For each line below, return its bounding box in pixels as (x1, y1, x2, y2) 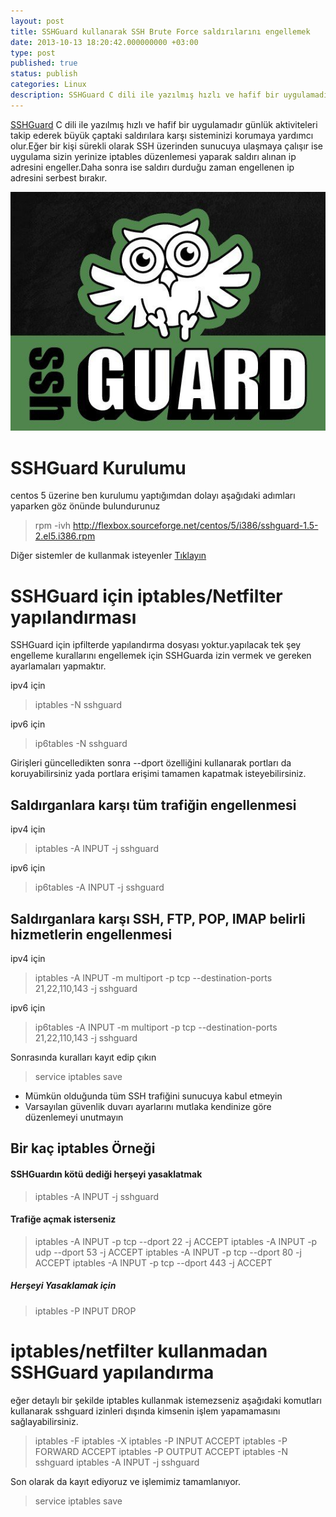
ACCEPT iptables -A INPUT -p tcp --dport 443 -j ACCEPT (34, 1256, 273, 1269)
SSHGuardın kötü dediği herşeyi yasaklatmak (10, 1168, 203, 1180)
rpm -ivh (34, 520, 72, 532)
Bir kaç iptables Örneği (10, 1140, 156, 1157)
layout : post (10, 16, 65, 26)
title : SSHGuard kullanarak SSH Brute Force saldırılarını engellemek (10, 26, 311, 37)
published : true (10, 58, 78, 69)
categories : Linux (10, 80, 87, 90)
